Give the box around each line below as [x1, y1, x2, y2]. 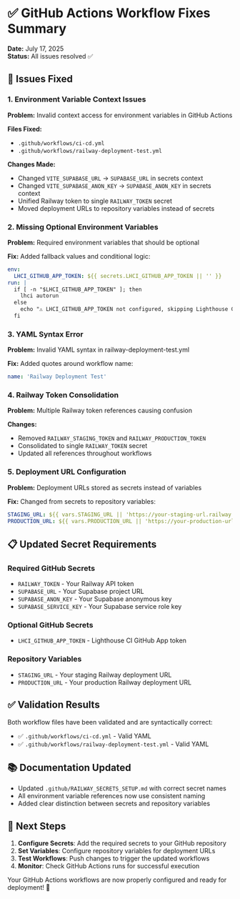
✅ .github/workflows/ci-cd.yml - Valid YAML [17, 731, 151, 740]
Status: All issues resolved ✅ [7, 51, 94, 60]
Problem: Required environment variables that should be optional [7, 238, 200, 247]
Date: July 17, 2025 [7, 44, 64, 53]
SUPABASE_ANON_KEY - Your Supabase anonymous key [17, 595, 172, 603]
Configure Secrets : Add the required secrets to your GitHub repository [17, 839, 227, 848]
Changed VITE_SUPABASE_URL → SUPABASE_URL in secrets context [17, 174, 204, 182]
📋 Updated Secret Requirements [7, 538, 157, 550]
